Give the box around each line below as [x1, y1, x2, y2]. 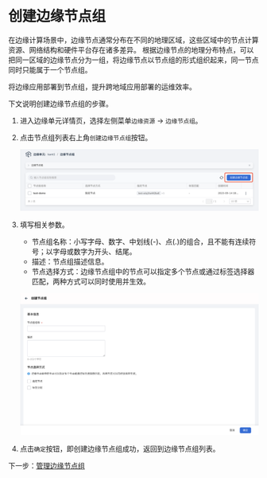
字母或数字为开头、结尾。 [52, 246, 137, 256]
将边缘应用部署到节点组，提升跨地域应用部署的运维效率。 [8, 81, 196, 92]
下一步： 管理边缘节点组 [8, 461, 85, 471]
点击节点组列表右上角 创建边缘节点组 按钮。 [19, 132, 153, 142]
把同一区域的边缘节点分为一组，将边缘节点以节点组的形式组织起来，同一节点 [8, 55, 259, 65]
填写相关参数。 [19, 220, 69, 229]
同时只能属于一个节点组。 [8, 65, 92, 74]
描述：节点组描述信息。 [31, 257, 109, 266]
